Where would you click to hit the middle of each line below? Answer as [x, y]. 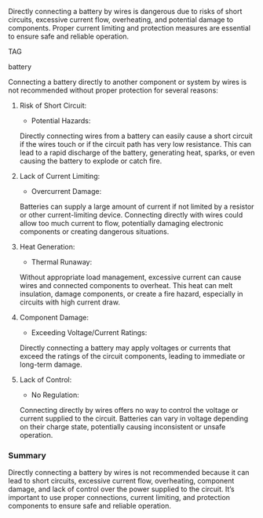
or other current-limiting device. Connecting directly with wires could [131, 215]
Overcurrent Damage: [66, 191]
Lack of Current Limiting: [60, 176]
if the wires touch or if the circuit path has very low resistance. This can [135, 144]
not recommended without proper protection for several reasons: [113, 90]
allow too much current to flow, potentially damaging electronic [121, 223]
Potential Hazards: [61, 120]
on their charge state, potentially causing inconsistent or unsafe [122, 427]
